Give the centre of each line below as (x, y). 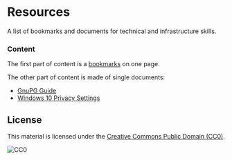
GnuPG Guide (37, 91)
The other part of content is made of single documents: (86, 77)
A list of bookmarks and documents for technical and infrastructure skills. (112, 31)
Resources (39, 12)
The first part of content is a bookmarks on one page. (84, 64)
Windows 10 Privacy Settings (59, 98)
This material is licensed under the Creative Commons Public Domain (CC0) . (116, 137)
